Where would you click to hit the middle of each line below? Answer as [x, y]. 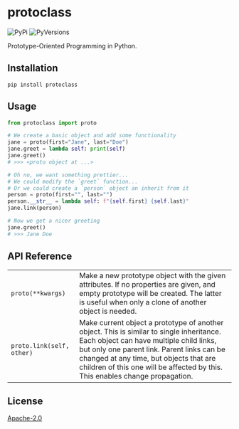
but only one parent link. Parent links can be [152, 349]
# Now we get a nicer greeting [54, 221]
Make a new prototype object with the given [153, 275]
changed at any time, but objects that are [148, 358]
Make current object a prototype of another [152, 322]
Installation [33, 68]
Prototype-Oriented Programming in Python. [72, 46]
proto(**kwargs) [38, 293]
